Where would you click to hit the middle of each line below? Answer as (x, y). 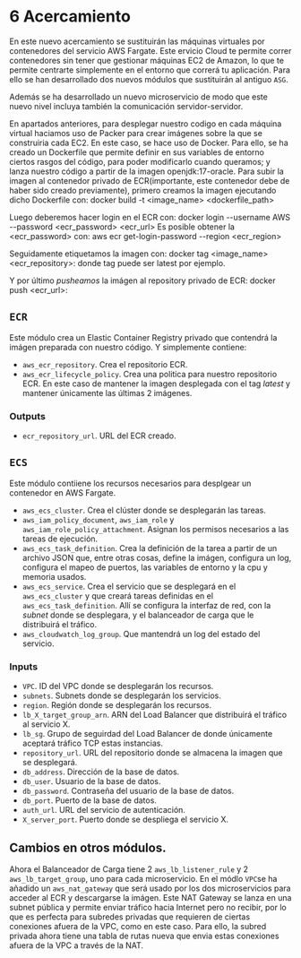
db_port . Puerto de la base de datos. (89, 800)
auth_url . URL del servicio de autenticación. (104, 810)
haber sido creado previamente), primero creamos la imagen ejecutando (143, 190)
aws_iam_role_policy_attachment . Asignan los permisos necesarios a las (155, 529)
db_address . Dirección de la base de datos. (101, 772)
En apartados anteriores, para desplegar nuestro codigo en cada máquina (146, 124)
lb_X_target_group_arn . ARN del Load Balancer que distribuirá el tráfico (155, 715)
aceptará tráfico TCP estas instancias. (93, 743)
